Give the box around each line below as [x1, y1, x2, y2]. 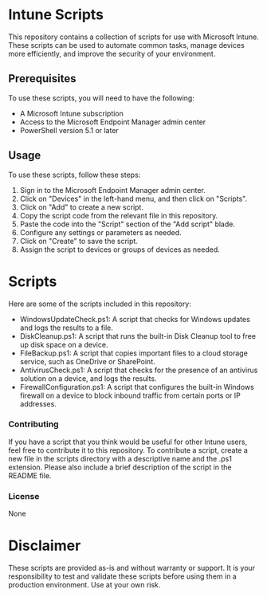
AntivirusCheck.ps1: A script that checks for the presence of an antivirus [19, 365, 258, 375]
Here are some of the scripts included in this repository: [8, 299, 191, 308]
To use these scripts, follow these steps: [8, 170, 141, 179]
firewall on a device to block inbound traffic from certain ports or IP [19, 391, 241, 400]
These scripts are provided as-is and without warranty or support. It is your [8, 564, 256, 573]
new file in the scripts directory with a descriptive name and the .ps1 [8, 454, 233, 463]
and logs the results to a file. [19, 323, 114, 332]
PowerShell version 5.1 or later [19, 125, 120, 135]
